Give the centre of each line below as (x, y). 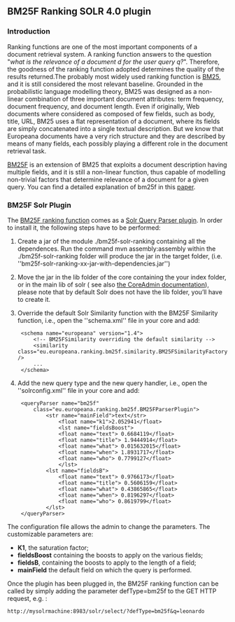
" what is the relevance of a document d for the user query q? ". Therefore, (114, 62)
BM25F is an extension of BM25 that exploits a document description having (117, 165)
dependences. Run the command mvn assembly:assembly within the (116, 249)
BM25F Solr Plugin (39, 205)
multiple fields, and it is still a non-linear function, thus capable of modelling (116, 172)
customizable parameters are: (50, 534)
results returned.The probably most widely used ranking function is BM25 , (114, 76)
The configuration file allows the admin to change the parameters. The (109, 526)
